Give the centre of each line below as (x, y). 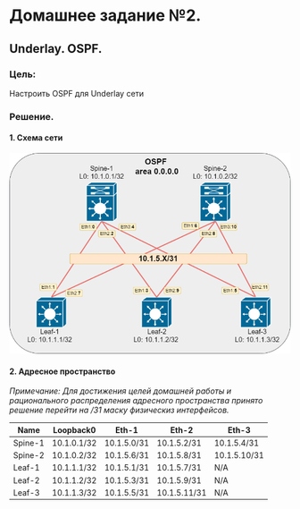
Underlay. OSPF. (56, 49)
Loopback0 (75, 429)
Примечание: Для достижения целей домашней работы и (121, 391)
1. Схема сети (36, 138)
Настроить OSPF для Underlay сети (77, 93)
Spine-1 (29, 443)
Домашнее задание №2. (105, 16)
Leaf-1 (26, 468)
